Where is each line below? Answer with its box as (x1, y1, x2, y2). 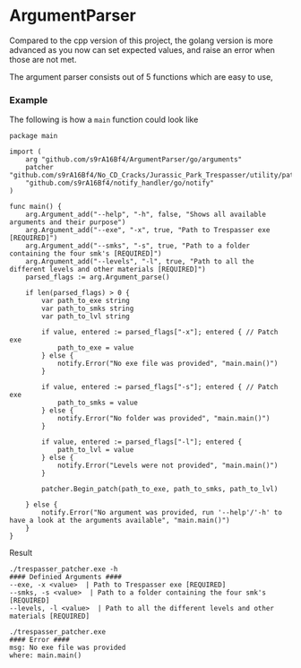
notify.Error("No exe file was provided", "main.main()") (56, 360, 279, 369)
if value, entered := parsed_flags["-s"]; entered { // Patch (41, 383, 279, 392)
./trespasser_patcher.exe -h (9, 565, 118, 574)
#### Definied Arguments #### (9, 573, 123, 582)
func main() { (9, 203, 63, 212)
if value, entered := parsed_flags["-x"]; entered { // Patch (41, 328, 279, 337)
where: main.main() (9, 651, 82, 660)
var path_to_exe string (41, 297, 130, 306)
